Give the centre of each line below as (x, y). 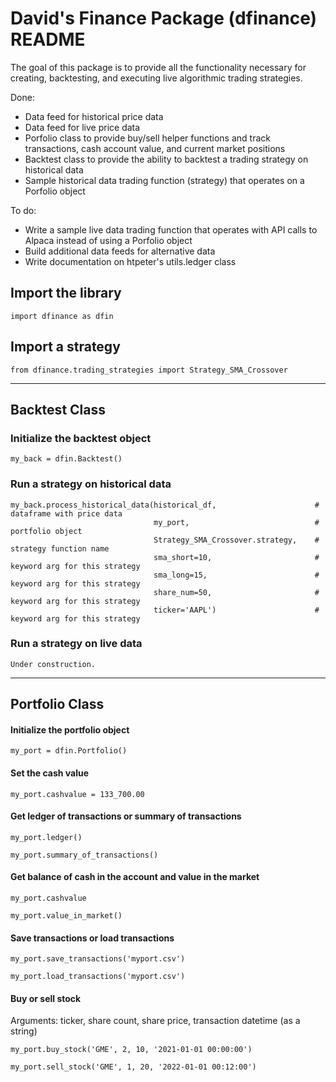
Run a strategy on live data (76, 644)
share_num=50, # (236, 592)
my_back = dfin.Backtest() (66, 459)
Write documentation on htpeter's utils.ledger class (130, 261)
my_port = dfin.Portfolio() (69, 751)
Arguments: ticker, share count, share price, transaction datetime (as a (155, 1021)
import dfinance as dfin (62, 316)
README (48, 39)
